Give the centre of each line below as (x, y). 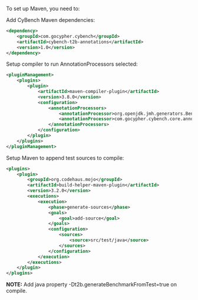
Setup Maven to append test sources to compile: (65, 158)
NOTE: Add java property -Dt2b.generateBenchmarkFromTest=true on (91, 285)
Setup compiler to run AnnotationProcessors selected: (72, 64)
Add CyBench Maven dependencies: (51, 20)
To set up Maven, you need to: (43, 9)
